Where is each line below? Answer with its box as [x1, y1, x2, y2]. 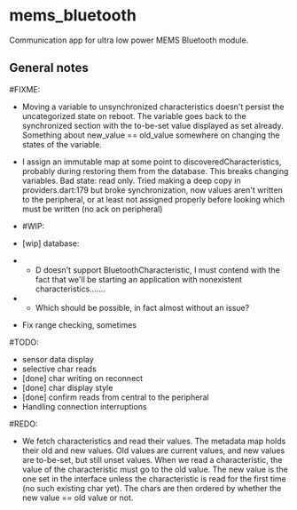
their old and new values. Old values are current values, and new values [21, 445, 285, 456]
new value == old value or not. [21, 492, 134, 503]
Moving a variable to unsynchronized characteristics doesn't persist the [21, 101, 285, 112]
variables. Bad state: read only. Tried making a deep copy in [21, 175, 241, 186]
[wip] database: [21, 237, 80, 249]
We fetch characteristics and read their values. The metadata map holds [21, 435, 286, 446]
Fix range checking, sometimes [21, 319, 137, 330]
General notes [9, 60, 89, 76]
